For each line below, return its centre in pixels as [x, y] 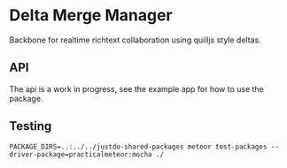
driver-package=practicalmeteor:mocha [81, 154]
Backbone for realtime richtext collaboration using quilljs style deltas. [135, 40]
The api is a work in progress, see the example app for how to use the [136, 88]
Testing [31, 126]
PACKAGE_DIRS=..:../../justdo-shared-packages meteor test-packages [138, 147]
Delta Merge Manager [91, 15]
